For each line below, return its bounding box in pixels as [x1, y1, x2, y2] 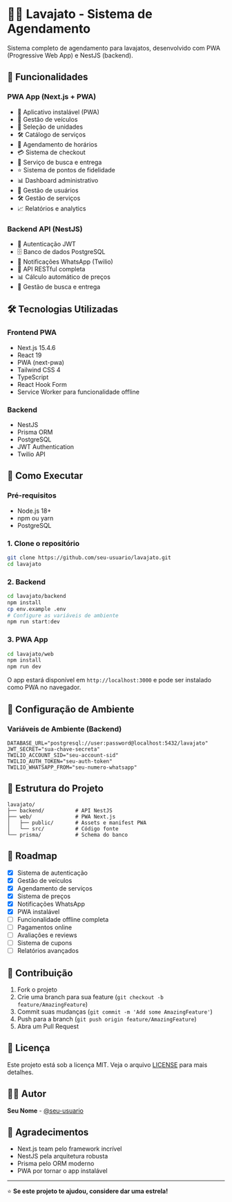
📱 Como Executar [7, 470, 84, 482]
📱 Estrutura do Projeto [7, 783, 104, 794]
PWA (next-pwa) [17, 358, 64, 366]
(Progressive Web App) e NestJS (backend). [7, 51, 133, 60]
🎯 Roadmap [7, 850, 57, 862]
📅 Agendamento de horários [17, 140, 98, 148]
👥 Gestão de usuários [17, 186, 79, 194]
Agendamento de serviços [17, 884, 93, 892]
